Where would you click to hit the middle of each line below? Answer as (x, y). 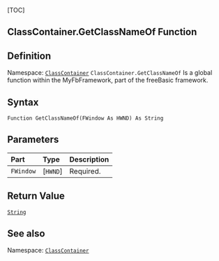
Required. (85, 171)
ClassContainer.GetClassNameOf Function (102, 32)
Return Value (36, 196)
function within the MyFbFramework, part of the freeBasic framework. (108, 80)
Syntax (23, 102)
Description (89, 159)
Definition (29, 56)
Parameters (33, 140)
